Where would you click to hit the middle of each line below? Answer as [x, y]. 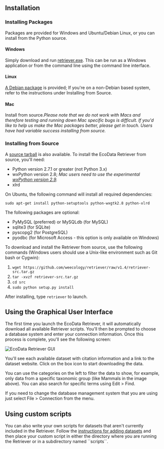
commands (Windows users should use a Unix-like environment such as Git [81, 252]
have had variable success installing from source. [56, 131]
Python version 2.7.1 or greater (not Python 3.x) [59, 169]
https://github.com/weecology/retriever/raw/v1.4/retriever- [87, 268]
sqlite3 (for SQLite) [31, 227]
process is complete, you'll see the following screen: [58, 339]
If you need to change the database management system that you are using [82, 393]
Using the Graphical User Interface [59, 312]
